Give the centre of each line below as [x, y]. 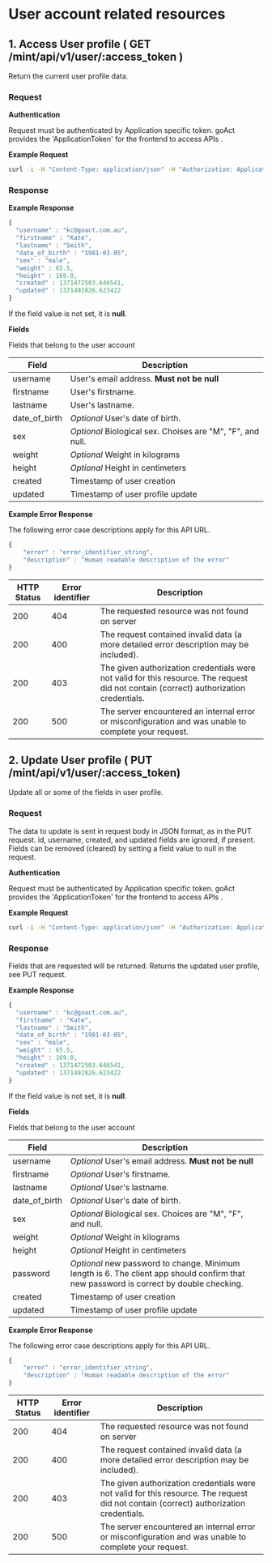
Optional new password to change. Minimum [155, 1263]
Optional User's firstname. [120, 1174]
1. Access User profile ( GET [80, 44]
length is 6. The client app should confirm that [157, 1273]
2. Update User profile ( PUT [81, 760]
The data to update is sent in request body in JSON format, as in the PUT [130, 831]
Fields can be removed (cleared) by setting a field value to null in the [123, 848]
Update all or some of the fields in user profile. [86, 792]
